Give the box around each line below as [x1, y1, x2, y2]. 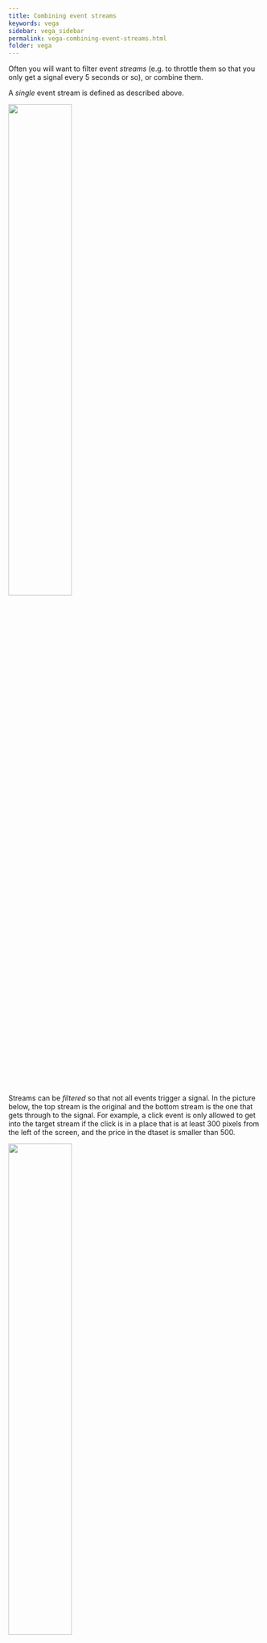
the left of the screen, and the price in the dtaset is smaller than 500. [8, 1128, 236, 1138]
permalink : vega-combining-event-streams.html [8, 34, 167, 43]
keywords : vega [8, 19, 60, 27]
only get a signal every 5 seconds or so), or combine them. [8, 73, 203, 82]
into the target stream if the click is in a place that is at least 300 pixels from [8, 1119, 260, 1129]
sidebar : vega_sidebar [8, 27, 84, 35]
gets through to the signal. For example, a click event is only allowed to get [8, 1110, 256, 1121]
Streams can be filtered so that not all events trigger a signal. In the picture [8, 1093, 256, 1103]
